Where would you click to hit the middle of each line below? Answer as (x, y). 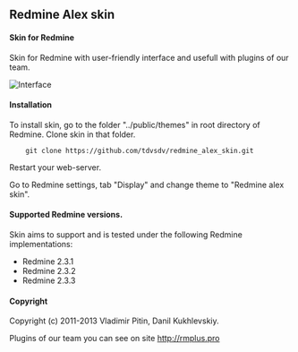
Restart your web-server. (55, 167)
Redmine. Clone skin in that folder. (72, 134)
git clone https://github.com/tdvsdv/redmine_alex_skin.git (140, 150)
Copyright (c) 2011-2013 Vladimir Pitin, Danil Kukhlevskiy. (114, 321)
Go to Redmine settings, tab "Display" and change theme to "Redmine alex (147, 185)
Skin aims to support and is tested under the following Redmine (126, 235)
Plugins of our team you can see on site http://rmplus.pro (115, 339)
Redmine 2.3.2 (49, 271)
